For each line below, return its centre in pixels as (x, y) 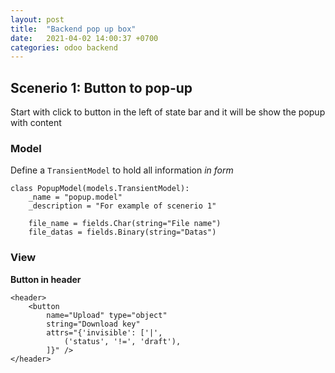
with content (36, 123)
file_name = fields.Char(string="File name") (125, 224)
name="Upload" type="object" (107, 315)
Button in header (46, 279)
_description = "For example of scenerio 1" (122, 206)
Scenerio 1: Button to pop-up (101, 87)
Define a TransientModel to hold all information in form (122, 170)
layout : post (37, 19)
